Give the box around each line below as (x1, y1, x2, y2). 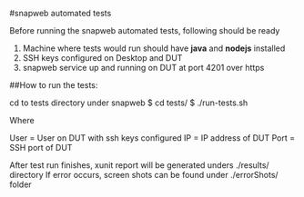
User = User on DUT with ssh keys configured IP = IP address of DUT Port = (9, 133, 296, 143)
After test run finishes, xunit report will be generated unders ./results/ (9, 160, 270, 171)
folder (9, 179, 32, 190)
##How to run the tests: (9, 80, 98, 90)
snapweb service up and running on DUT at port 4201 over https (22, 63, 265, 73)
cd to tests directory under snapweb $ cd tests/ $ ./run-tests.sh (9, 97, 248, 108)
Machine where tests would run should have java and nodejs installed (22, 43, 286, 54)
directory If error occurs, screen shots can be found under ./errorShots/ (9, 170, 279, 180)
